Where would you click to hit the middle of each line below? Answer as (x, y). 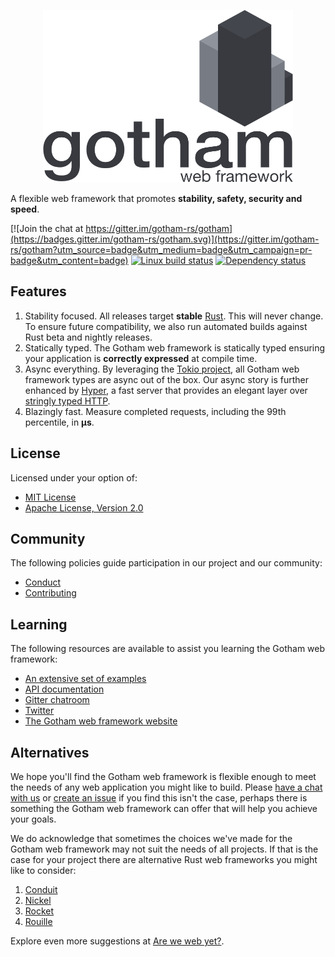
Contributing (50, 593)
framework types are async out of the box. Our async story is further (167, 379)
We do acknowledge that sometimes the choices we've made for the (151, 839)
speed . (25, 209)
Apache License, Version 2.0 (84, 507)
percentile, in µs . (59, 422)
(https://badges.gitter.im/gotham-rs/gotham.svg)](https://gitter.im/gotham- (165, 239)
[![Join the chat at (47, 228)
